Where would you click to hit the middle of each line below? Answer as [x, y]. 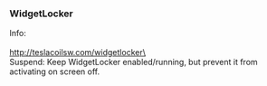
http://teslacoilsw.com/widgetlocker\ [78, 53]
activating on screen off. [55, 72]
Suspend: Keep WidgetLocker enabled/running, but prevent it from [133, 62]
